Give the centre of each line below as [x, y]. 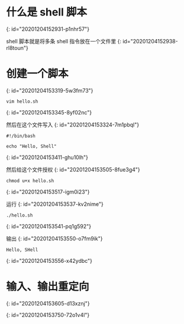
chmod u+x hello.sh [30, 181]
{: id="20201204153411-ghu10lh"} [47, 157]
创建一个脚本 [38, 74]
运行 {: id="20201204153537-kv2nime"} [55, 204]
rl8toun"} [17, 47]
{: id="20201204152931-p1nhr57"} [48, 29]
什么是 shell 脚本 [47, 12]
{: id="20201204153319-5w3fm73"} [50, 90]
